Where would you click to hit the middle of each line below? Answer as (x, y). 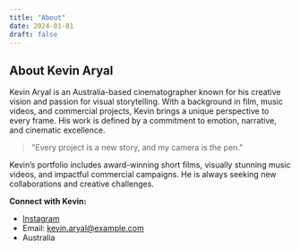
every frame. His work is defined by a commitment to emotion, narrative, (143, 121)
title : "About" (38, 17)
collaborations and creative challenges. (82, 184)
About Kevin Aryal (61, 70)
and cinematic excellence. (57, 130)
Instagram (41, 219)
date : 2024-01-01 (42, 26)
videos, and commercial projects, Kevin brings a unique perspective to (139, 111)
